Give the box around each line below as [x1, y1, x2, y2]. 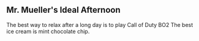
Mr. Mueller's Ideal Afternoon [6, 5, 121, 15]
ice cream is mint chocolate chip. [6, 28, 90, 35]
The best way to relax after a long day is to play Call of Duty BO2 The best [6, 21, 193, 28]
